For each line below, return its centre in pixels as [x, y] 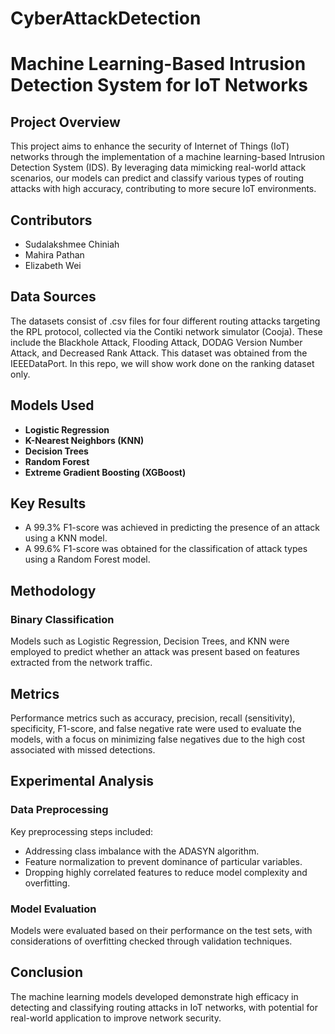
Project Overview [65, 122]
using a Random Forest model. [87, 559]
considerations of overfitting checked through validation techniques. [151, 941]
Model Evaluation [53, 909]
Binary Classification [62, 619]
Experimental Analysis [82, 781]
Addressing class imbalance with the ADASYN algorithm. [142, 851]
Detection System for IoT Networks [159, 85]
